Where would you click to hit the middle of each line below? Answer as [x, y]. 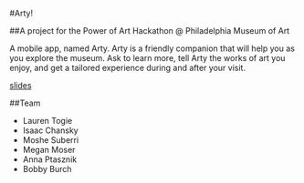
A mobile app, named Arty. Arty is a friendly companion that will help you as [152, 48]
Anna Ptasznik [50, 159]
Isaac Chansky [51, 130]
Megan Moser [49, 150]
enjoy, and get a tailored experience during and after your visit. [128, 68]
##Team [25, 103]
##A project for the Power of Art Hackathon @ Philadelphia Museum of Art [150, 30]
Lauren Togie [47, 121]
